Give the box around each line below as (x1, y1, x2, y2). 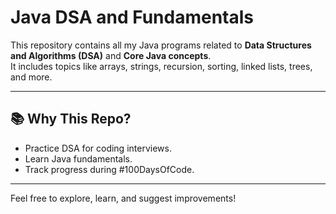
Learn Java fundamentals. (24, 152, 133, 165)
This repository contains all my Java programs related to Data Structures (10, 39, 312, 51)
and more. (10, 71, 53, 83)
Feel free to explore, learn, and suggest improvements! (10, 192, 237, 204)
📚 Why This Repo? (10, 111, 132, 128)
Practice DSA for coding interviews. (24, 142, 172, 154)
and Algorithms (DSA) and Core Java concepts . (10, 49, 212, 61)
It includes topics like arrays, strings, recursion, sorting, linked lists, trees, (10, 60, 313, 72)
